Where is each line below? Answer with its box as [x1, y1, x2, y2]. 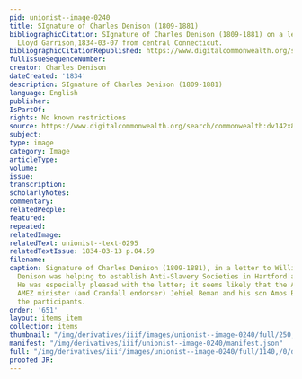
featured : [9, 213, 47, 223]
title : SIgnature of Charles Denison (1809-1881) [9, 22, 200, 31]
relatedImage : [9, 230, 63, 239]
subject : [9, 130, 42, 139]
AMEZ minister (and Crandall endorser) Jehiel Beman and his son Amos [17, 288, 288, 297]
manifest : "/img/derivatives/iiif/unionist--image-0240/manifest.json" [9, 339, 283, 348]
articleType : [9, 154, 58, 164]
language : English [9, 88, 78, 97]
